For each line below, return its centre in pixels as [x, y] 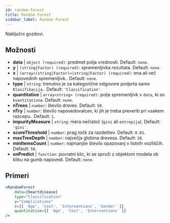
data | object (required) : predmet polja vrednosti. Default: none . [80, 62]
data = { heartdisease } [36, 192]
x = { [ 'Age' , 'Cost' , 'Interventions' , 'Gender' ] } [69, 206]
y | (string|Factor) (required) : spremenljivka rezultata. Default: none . [87, 68]
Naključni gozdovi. [25, 34]
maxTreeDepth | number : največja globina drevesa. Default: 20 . [78, 138]
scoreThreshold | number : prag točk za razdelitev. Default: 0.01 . [79, 132]
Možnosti [21, 50]
